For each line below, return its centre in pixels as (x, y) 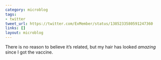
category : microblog (27, 10)
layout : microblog (24, 33)
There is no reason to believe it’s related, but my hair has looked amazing (80, 47)
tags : (11, 14)
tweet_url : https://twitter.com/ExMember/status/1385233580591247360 (79, 24)
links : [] (15, 28)
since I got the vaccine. (29, 52)
